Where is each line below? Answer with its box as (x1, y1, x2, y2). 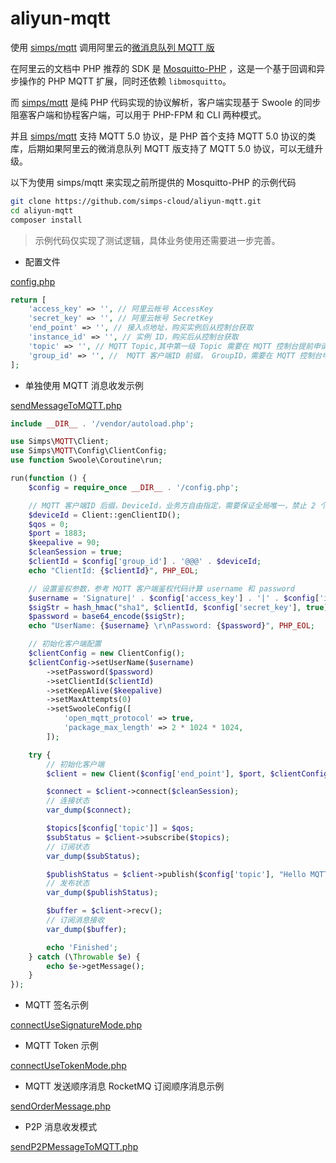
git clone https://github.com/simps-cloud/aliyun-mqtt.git (10, 196, 262, 206)
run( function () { (10, 473, 87, 484)
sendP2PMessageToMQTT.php (10, 1141, 139, 1153)
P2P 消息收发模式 (24, 1121, 98, 1133)
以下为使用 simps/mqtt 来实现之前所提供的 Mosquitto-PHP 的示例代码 (10, 176, 297, 188)
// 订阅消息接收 (46, 915, 105, 926)
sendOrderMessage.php (10, 1100, 112, 1112)
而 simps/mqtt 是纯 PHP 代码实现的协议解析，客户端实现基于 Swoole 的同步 (10, 96, 322, 108)
